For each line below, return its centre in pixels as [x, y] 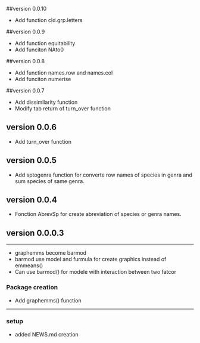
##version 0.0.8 [26, 61]
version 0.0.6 [32, 127]
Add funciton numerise [43, 79]
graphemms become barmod [51, 253]
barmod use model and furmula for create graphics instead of [90, 259]
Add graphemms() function [48, 300]
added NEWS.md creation [46, 334]
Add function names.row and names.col [64, 73]
